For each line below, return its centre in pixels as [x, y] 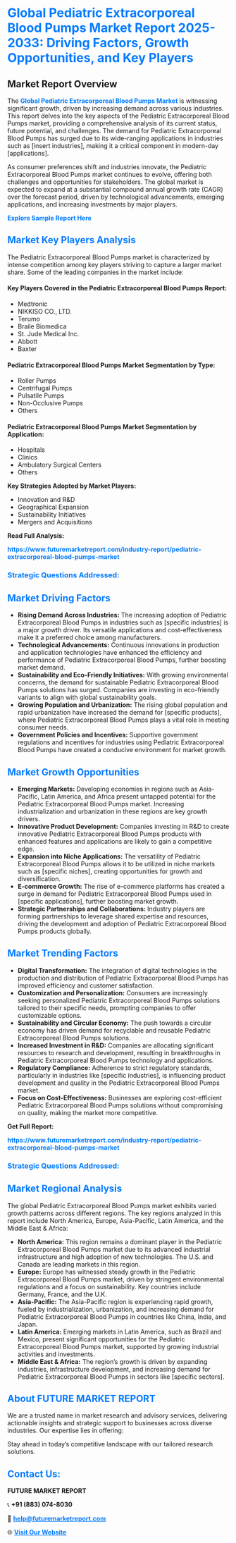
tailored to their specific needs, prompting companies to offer [107, 1008]
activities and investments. [56, 1354]
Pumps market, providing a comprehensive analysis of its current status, [112, 123]
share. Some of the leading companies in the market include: [95, 272]
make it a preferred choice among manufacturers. [89, 638]
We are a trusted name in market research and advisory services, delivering [117, 1415]
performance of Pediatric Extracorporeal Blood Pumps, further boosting [122, 660]
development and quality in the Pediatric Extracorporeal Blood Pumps [118, 1083]
